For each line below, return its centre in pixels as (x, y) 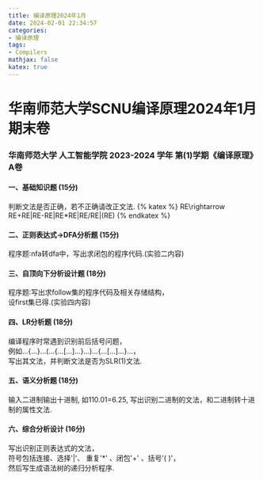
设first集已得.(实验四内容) (50, 303)
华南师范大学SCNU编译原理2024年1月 (133, 109)
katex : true (28, 67)
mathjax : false (33, 60)
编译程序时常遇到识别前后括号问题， (67, 341)
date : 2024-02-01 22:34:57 (53, 23)
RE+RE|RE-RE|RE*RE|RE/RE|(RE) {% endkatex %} (90, 215)
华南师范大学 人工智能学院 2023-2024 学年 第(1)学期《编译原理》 (133, 155)
